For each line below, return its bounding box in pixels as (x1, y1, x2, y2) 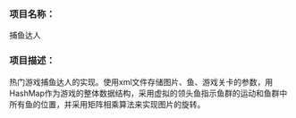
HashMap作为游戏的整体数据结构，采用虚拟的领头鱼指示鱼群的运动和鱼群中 (9, 88, 288, 98)
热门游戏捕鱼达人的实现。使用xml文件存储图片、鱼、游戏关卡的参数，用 (9, 76, 274, 87)
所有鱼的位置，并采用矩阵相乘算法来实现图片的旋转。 (9, 98, 206, 109)
